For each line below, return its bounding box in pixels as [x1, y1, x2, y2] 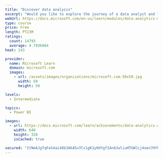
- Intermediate [9, 96, 40, 102]
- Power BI [9, 110, 32, 115]
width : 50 [17, 79, 38, 84]
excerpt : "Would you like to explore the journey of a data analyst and [5, 12, 155, 16]
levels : [5, 92, 21, 97]
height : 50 [17, 83, 40, 88]
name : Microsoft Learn [9, 61, 55, 66]
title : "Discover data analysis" [5, 7, 73, 12]
